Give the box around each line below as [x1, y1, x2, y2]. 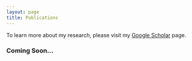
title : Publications [6, 15, 59, 21]
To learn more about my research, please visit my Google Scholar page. [6, 31, 187, 38]
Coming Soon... [6, 46, 54, 55]
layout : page [6, 9, 40, 15]
